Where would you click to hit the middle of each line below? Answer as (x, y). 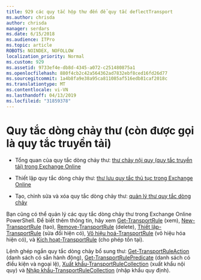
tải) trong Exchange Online (48, 166)
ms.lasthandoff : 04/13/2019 (41, 95)
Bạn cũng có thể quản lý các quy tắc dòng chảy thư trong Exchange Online (99, 214)
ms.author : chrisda (31, 17)
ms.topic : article (29, 46)
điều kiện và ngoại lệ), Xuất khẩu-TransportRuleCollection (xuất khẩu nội (96, 264)
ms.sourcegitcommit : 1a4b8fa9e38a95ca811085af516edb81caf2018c (87, 79)
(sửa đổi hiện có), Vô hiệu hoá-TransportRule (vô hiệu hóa (114, 233)
